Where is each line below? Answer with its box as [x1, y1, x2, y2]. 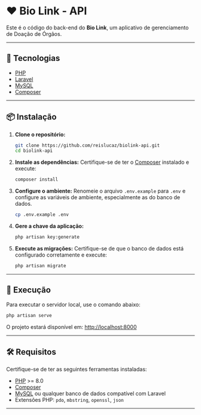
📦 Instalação [6, 112, 57, 122]
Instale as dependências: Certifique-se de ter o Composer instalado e [14, 158, 190, 166]
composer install [14, 176, 59, 183]
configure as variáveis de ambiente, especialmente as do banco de [14, 194, 181, 201]
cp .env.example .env [14, 212, 69, 218]
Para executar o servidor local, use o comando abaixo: [6, 301, 141, 308]
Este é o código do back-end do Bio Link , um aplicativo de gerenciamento [6, 24, 189, 31]
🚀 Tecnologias [6, 53, 60, 63]
